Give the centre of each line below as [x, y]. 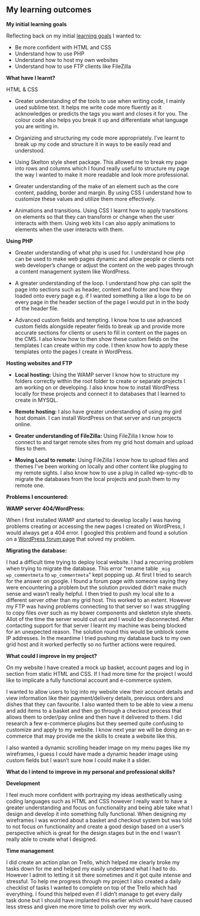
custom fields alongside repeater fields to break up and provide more [100, 326]
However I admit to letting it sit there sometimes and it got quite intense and [99, 875]
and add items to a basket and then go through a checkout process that [94, 710]
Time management [30, 850]
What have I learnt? [31, 77]
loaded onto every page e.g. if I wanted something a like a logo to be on [103, 296]
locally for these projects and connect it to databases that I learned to [100, 393]
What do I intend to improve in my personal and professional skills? [91, 772]
